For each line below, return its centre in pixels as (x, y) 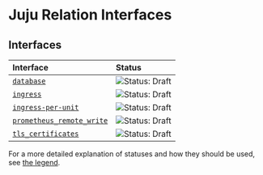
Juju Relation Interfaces (90, 15)
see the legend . (34, 162)
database (29, 81)
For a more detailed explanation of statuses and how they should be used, (132, 154)
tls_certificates (46, 134)
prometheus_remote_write (60, 120)
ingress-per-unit (46, 107)
